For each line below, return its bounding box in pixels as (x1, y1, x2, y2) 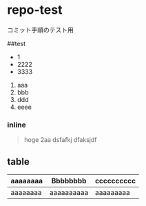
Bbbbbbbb (51, 176, 87, 186)
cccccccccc (95, 176, 136, 186)
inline (7, 120, 26, 130)
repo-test (7, 2, 63, 18)
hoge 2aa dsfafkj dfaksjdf (23, 136, 97, 144)
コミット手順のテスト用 (7, 25, 74, 34)
